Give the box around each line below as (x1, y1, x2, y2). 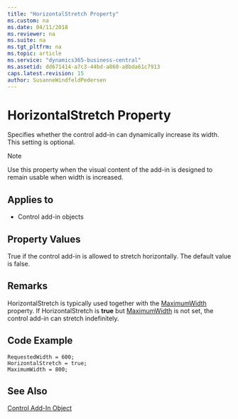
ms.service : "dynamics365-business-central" (7, 57, 141, 64)
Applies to (7, 193, 54, 206)
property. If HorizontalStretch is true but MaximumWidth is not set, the (7, 306, 214, 315)
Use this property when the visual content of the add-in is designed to (7, 165, 213, 174)
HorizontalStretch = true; (7, 359, 87, 366)
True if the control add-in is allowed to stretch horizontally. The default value (7, 251, 232, 260)
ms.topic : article (7, 50, 62, 58)
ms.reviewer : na (7, 30, 55, 38)
